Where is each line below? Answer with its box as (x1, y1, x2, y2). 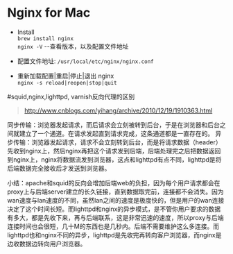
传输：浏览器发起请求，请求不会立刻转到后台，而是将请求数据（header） (12, 137, 222, 146)
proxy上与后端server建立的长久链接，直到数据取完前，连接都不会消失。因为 (7, 187, 224, 196)
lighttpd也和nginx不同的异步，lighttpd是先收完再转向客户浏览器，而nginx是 (7, 230, 222, 239)
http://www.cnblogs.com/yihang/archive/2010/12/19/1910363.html (24, 106, 213, 115)
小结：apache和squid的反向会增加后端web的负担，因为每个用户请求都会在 (7, 178, 221, 187)
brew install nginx (17, 35, 74, 42)
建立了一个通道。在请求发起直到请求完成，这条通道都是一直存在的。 (19, 129, 214, 137)
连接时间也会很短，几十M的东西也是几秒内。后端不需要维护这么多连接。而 (7, 222, 220, 230)
